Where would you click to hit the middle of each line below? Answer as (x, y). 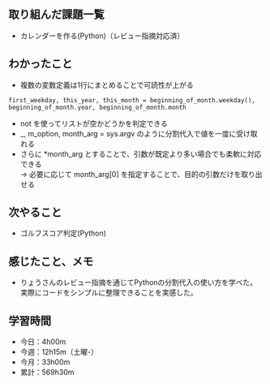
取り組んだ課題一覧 (56, 15)
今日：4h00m (43, 342)
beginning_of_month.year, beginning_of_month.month (97, 107)
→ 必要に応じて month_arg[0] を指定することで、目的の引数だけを (131, 174)
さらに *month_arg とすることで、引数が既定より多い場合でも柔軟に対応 (141, 153)
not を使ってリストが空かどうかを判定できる (94, 123)
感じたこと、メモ (51, 261)
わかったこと (41, 64)
